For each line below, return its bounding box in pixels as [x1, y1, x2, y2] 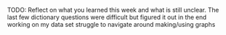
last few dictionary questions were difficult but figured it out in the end [7, 13, 207, 21]
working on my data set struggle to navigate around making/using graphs [7, 21, 216, 28]
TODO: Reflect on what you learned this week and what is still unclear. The [7, 6, 219, 14]
